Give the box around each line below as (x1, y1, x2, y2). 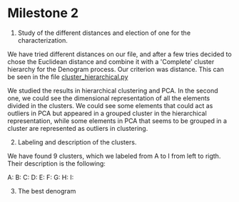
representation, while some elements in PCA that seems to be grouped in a (7, 116, 227, 125)
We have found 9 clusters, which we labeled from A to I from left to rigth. (7, 151, 221, 160)
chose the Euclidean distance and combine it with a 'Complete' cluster (7, 57, 215, 65)
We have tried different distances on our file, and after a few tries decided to (7, 50, 232, 58)
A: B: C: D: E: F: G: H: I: (7, 173, 74, 181)
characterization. (17, 36, 68, 44)
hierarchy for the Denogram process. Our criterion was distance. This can (7, 65, 225, 73)
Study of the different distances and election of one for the (17, 28, 191, 37)
